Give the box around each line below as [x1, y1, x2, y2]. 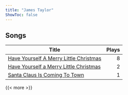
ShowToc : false [5, 12, 38, 17]
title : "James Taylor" [5, 7, 54, 13]
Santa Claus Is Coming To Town [8, 72, 84, 79]
